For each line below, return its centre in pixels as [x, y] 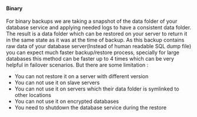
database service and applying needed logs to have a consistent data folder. [99, 28]
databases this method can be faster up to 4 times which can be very [90, 59]
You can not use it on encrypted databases [67, 101]
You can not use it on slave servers [57, 83]
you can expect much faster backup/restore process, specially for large [93, 52]
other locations [33, 95]
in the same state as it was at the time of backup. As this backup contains [95, 40]
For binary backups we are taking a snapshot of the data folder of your [92, 21]
